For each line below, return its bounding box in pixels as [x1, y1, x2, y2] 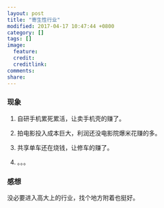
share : [7, 73, 26, 81]
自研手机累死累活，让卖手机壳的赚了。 [16, 114, 125, 122]
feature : [13, 49, 38, 55]
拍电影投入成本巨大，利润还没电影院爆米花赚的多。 [16, 129, 161, 137]
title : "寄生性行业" [7, 16, 60, 23]
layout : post [7, 10, 44, 17]
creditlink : [13, 61, 48, 68]
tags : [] [7, 36, 32, 42]
